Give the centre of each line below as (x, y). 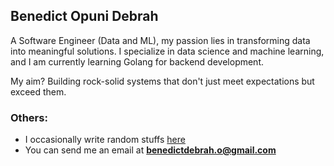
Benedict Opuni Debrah (84, 16)
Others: (29, 117)
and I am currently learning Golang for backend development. (137, 61)
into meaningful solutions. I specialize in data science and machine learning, (167, 51)
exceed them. (38, 91)
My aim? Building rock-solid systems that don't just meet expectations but (162, 81)
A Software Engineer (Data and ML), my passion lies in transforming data (160, 40)
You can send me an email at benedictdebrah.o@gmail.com (150, 150)
